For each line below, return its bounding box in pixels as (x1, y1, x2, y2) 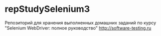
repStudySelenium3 (5, 3, 90, 15)
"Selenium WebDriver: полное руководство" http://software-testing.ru (5, 25, 151, 31)
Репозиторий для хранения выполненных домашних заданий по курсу (5, 20, 156, 26)
